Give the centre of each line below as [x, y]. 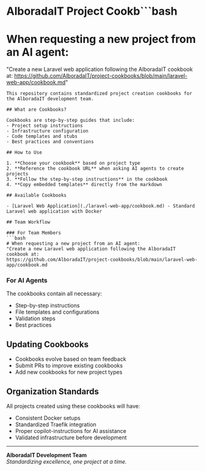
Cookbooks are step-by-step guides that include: [71, 121]
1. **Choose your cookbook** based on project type [73, 164]
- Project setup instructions [45, 126]
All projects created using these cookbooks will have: [73, 406]
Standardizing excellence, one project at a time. [67, 462]
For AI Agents [27, 281]
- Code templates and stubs [42, 137]
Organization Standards [53, 391]
